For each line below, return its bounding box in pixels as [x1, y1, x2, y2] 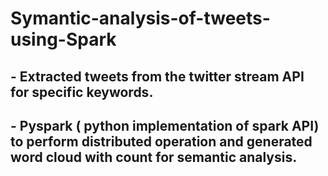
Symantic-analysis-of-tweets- [10, 7, 271, 30]
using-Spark [10, 28, 117, 51]
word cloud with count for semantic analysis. [10, 148, 298, 166]
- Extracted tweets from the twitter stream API [10, 68, 305, 85]
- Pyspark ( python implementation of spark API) [10, 117, 320, 134]
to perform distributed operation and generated [10, 133, 313, 150]
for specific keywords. [10, 83, 154, 101]
